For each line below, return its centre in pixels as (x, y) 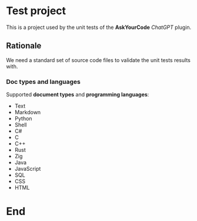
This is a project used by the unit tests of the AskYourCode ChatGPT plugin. (99, 27)
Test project (36, 11)
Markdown (28, 112)
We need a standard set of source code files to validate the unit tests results (98, 60)
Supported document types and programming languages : (78, 95)
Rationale (24, 46)
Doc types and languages (43, 82)
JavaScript (28, 169)
